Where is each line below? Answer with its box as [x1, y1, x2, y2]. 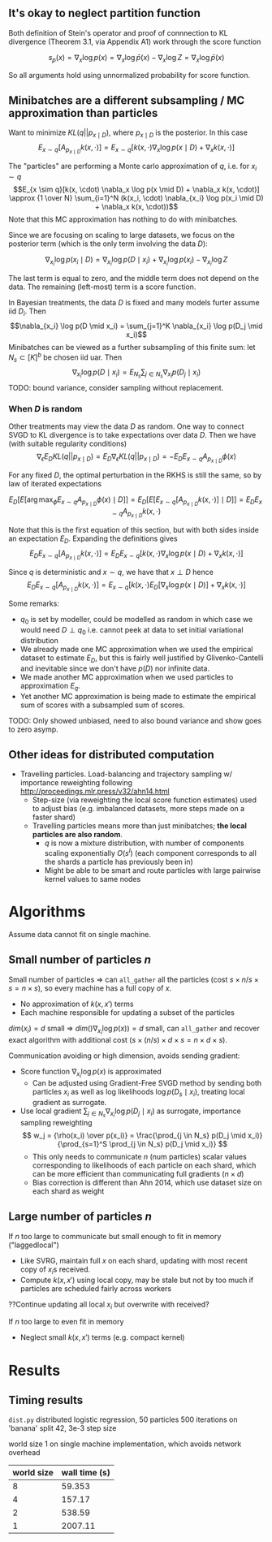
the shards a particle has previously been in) [44, 857, 193, 867]
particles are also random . [32, 830, 123, 840]
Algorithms [8, 903, 86, 921]
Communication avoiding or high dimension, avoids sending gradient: [8, 1051, 240, 1060]
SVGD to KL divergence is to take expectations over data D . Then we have [8, 430, 257, 439]
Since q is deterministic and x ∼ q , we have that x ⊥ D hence [8, 568, 214, 577]
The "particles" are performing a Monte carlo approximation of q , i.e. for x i [8, 162, 257, 173]
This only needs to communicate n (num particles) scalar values [32, 1151, 248, 1161]
